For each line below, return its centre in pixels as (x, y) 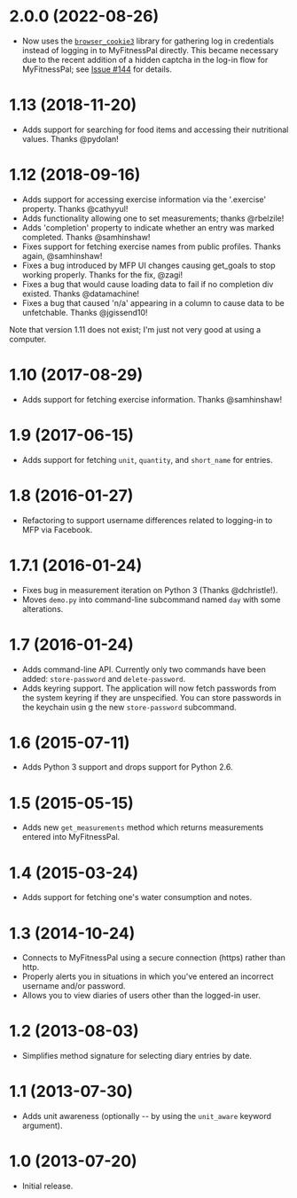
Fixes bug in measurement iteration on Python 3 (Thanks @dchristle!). (150, 590)
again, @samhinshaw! (62, 255)
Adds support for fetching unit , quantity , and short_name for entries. (147, 459)
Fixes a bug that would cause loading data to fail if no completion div (148, 284)
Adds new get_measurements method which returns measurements (143, 827)
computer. (28, 339)
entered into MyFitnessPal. (71, 837)
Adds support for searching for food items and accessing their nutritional (155, 129)
